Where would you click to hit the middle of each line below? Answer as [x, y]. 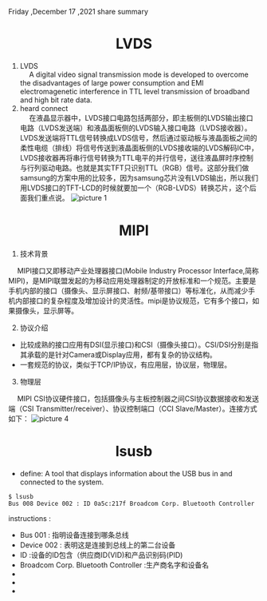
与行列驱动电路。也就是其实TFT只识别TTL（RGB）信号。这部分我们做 [134, 168]
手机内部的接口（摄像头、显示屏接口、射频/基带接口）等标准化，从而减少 [128, 290]
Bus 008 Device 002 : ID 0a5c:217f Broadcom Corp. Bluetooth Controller [132, 503]
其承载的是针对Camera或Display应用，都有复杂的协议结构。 [118, 354]
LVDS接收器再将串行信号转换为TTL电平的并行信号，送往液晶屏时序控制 [136, 157]
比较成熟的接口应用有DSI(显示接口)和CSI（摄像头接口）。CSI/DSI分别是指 [139, 344]
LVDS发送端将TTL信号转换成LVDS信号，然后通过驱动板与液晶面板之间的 [138, 137]
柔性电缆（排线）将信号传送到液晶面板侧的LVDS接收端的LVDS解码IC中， [139, 148]
